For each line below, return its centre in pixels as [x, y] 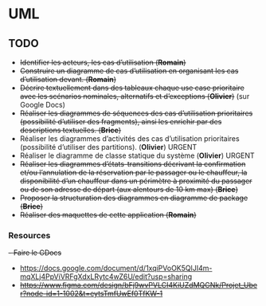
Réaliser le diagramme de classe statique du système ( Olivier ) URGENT [137, 155]
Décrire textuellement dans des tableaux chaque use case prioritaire [132, 88]
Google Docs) [43, 105]
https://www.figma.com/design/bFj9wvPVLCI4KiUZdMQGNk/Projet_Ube [138, 285]
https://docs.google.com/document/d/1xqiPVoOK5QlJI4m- [116, 269]
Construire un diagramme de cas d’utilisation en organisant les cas [129, 71]
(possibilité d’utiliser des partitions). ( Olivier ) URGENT [108, 147]
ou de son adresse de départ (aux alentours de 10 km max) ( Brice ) [129, 189]
